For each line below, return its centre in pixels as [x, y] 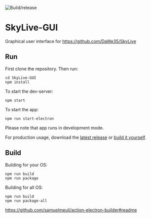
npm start [15, 100]
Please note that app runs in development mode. [55, 128]
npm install [17, 82]
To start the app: [22, 109]
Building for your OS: [26, 165]
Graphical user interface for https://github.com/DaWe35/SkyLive [71, 41]
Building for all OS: [24, 187]
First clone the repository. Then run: [41, 69]
